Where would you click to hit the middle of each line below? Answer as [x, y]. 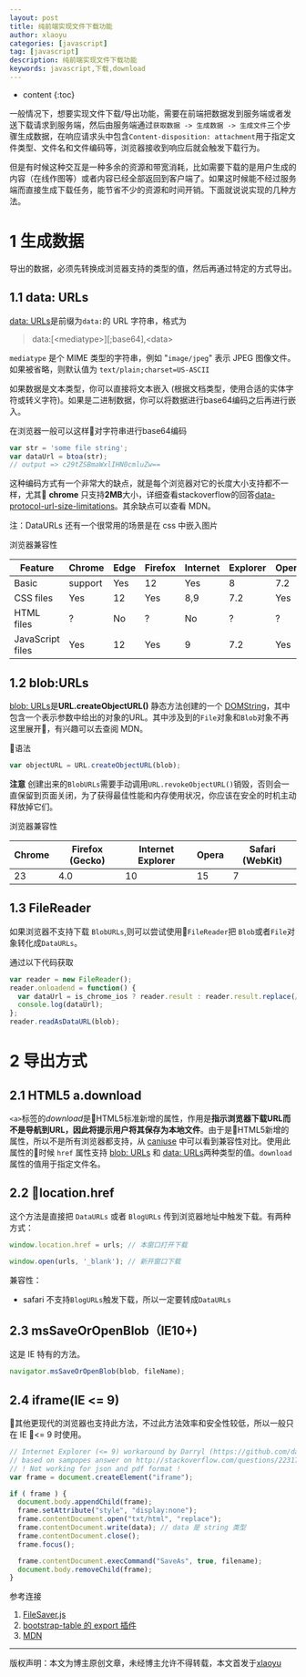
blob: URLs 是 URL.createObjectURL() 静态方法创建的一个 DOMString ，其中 [150, 706]
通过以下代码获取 [41, 962]
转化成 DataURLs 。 [50, 942]
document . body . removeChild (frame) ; [85, 1569]
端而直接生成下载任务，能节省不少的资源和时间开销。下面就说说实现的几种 [149, 190]
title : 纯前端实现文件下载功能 [61, 26]
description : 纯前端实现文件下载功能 [73, 60]
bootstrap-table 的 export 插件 [79, 1626]
